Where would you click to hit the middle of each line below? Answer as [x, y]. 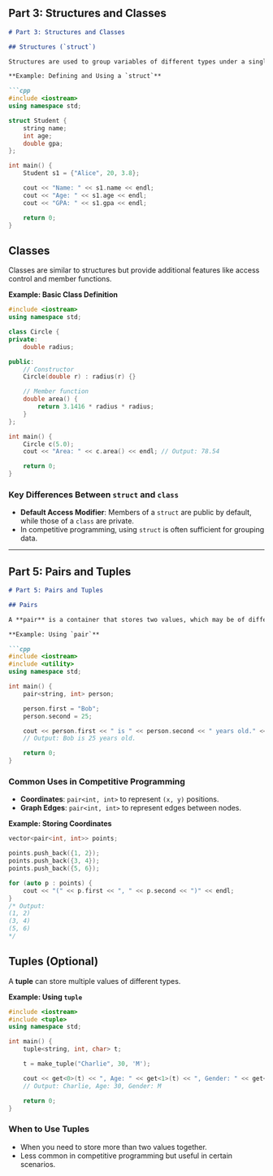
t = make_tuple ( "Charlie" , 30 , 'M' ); [87, 1064]
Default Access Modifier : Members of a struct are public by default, [136, 513]
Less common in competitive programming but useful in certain [126, 1156]
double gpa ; [43, 143]
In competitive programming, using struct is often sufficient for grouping [142, 530]
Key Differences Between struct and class [93, 494]
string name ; [45, 128]
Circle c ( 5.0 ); [49, 444]
